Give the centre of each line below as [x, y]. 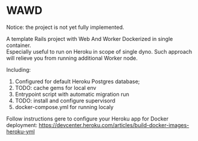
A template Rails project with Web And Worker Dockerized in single [90, 39]
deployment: [22, 125]
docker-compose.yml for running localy [64, 107]
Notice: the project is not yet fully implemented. [65, 27]
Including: [19, 69]
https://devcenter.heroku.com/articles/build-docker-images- [114, 125]
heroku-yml [21, 131]
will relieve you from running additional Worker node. [72, 58]
